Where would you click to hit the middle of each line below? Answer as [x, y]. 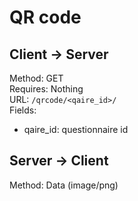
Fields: [23, 110]
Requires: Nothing [46, 89]
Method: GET [36, 78]
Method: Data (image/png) [64, 185]
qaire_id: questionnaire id [76, 129]
